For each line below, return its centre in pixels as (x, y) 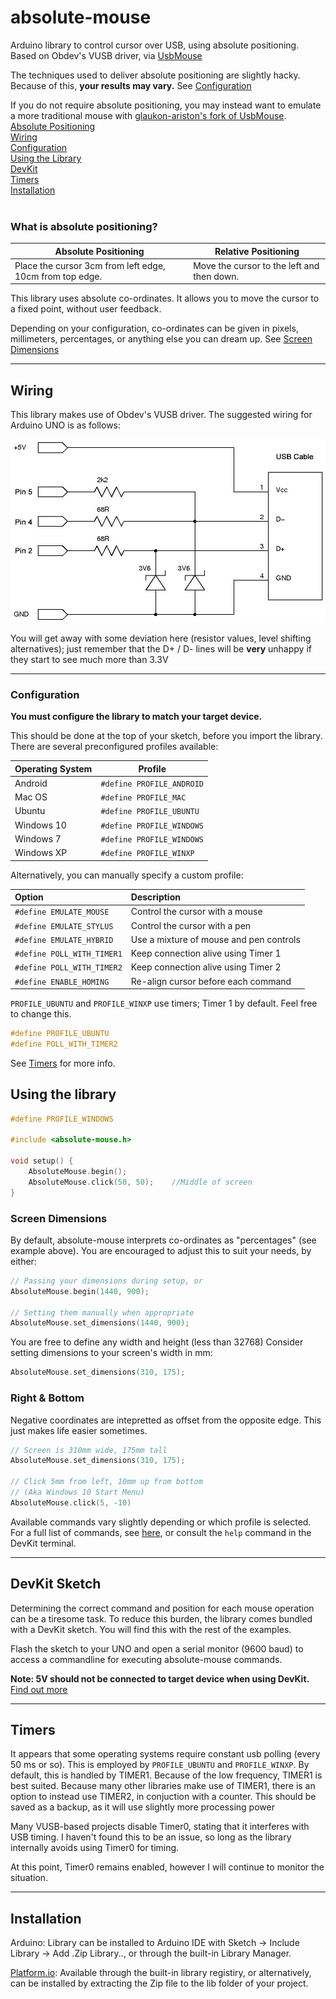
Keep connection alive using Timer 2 (206, 967)
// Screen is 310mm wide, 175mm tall (89, 1450)
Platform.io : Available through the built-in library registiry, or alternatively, (161, 1973)
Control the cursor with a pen (191, 925)
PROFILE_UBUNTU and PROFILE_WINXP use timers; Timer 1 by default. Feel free (164, 1003)
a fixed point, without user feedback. (86, 309)
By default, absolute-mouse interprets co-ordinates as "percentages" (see (163, 1240)
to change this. (41, 1014)
